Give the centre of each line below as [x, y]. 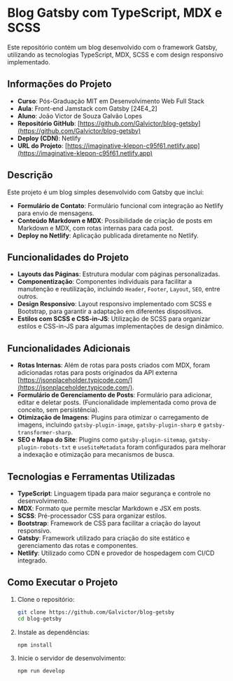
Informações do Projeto [59, 84]
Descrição [30, 176]
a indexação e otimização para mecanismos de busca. [96, 455]
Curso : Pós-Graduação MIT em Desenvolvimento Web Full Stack [111, 101]
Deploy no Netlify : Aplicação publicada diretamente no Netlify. [108, 235]
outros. [28, 296]
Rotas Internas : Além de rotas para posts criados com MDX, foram [114, 365]
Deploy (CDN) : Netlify [49, 138]
